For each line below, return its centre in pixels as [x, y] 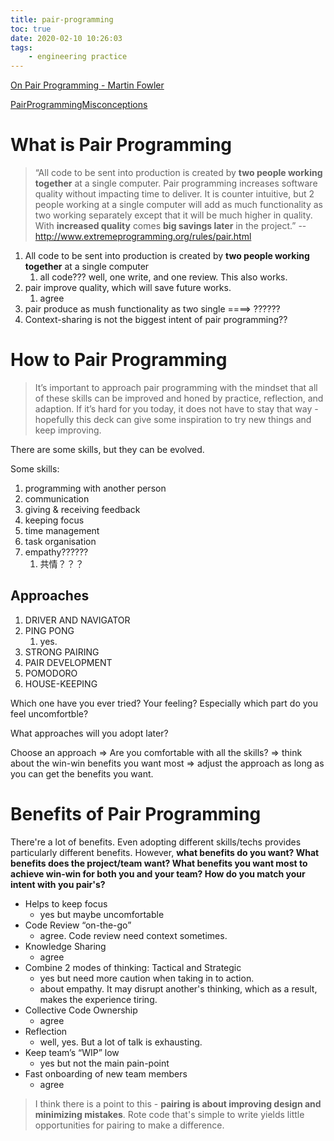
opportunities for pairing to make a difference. [129, 1125]
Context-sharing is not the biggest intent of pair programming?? [156, 320]
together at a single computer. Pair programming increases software [176, 183]
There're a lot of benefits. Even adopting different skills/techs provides [156, 842]
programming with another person [95, 488]
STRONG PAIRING [62, 652]
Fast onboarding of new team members [106, 1073]
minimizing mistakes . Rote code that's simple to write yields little [169, 1114]
